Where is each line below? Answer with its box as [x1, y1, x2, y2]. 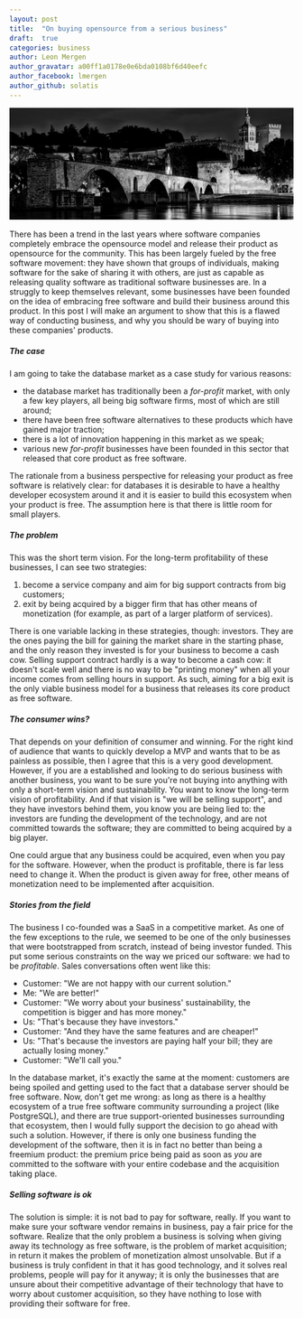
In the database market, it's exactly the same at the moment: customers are [9, 1071, 290, 1083]
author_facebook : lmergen [9, 72, 106, 81]
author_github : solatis [9, 81, 99, 90]
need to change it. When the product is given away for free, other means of [9, 869, 290, 880]
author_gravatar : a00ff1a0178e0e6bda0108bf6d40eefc [9, 62, 207, 71]
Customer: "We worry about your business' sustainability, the [22, 996, 251, 1007]
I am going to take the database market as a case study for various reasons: [9, 369, 291, 379]
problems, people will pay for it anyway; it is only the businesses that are [9, 1269, 280, 1280]
